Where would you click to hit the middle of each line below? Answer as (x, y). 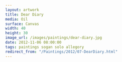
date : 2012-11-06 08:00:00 (33, 42)
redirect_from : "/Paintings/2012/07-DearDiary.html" (62, 51)
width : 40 (16, 28)
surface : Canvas (22, 24)
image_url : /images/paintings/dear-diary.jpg (53, 38)
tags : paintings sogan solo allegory (45, 47)
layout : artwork (22, 10)
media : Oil (17, 19)
